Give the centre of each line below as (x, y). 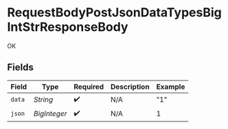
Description (130, 87)
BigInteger (50, 114)
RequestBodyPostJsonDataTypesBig (114, 13)
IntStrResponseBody (68, 27)
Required (89, 87)
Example (171, 87)
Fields (21, 67)
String (43, 100)
